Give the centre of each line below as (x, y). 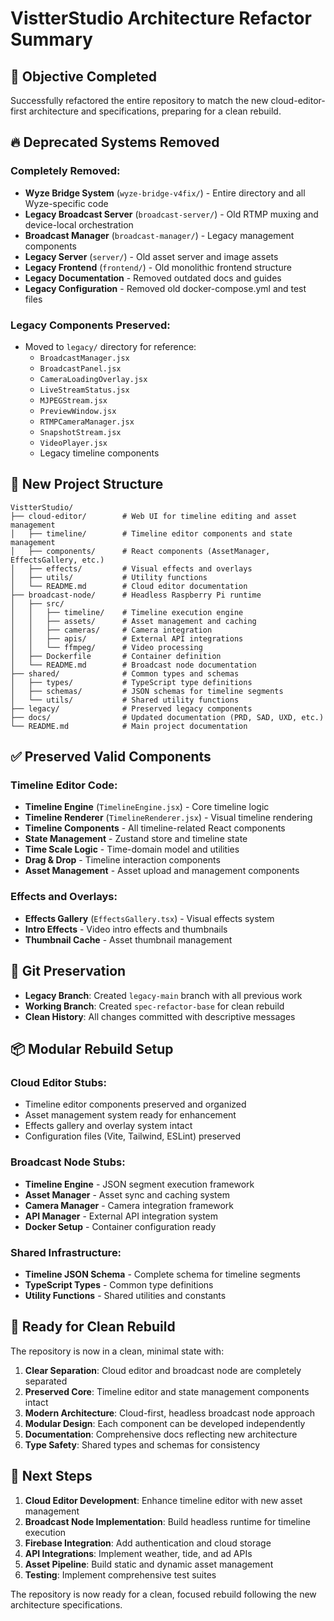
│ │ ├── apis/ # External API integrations (127, 638)
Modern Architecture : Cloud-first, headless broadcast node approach (169, 1413)
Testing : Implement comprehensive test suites (120, 1574)
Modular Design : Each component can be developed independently (165, 1423)
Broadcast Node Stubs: (68, 1162)
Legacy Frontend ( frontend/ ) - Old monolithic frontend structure (158, 267)
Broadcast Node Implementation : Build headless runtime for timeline (167, 1521)
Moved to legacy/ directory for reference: (110, 346)
